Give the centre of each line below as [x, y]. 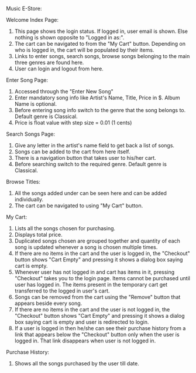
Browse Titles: [23, 182]
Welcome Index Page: [32, 20]
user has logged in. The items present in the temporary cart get [91, 285]
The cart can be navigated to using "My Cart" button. [79, 206]
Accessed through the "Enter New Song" [64, 91]
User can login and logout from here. [59, 69]
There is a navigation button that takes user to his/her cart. [85, 158]
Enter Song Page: [27, 80]
